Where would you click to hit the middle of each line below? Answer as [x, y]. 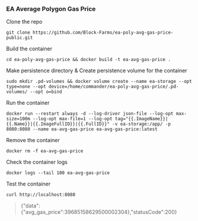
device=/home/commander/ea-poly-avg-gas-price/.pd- [114, 87]
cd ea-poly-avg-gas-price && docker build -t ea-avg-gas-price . [88, 60]
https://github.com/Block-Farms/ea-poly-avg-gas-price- [103, 33]
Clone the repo [24, 22]
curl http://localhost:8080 [41, 195]
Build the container [29, 49]
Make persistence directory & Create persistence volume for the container [97, 71]
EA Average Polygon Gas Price [51, 9]
